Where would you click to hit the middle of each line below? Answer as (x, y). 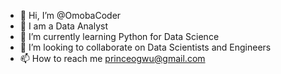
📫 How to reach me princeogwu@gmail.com (112, 58)
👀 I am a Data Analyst (63, 26)
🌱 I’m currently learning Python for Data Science (119, 36)
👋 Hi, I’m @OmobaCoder (70, 15)
